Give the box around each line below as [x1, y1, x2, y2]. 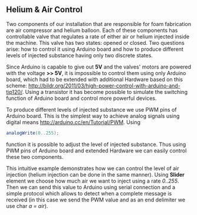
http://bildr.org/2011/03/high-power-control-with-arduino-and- [28, 82, 181, 89]
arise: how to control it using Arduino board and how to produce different [6, 45, 184, 53]
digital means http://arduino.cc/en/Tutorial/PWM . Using [6, 118, 140, 126]
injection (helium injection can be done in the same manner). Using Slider [6, 171, 185, 178]
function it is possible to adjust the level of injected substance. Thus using [6, 141, 186, 148]
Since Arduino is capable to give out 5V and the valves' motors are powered [6, 63, 192, 70]
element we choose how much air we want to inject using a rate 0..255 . [6, 177, 179, 184]
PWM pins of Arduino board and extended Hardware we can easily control [6, 147, 187, 154]
